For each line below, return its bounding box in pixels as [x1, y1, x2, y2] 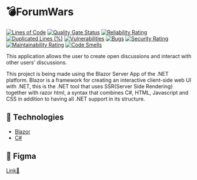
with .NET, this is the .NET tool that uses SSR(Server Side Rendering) [6, 82, 173, 89]
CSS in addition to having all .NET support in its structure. [6, 95, 145, 102]
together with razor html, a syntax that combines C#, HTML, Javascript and [6, 89, 189, 96]
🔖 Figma [6, 151, 36, 161]
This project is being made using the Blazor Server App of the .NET [6, 70, 169, 77]
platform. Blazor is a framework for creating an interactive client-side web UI [6, 76, 192, 84]
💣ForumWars [6, 5, 74, 19]
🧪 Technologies [6, 112, 64, 122]
